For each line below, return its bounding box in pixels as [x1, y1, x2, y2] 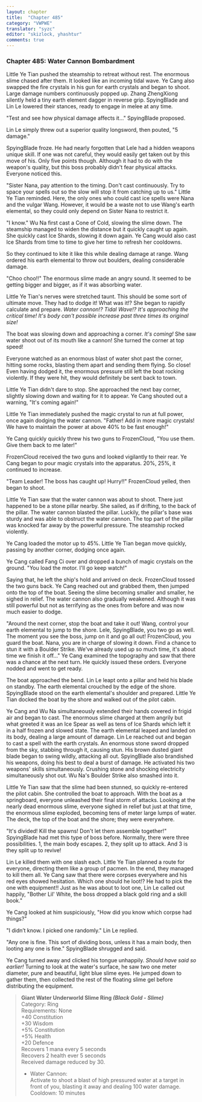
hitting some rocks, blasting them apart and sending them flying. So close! [6, 361, 191, 369]
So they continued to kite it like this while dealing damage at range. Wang [6, 250, 189, 258]
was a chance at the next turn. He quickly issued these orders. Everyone [6, 659, 187, 666]
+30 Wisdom [21, 1020, 54, 1027]
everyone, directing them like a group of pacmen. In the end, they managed [6, 865, 194, 872]
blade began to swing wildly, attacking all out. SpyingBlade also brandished [6, 752, 194, 760]
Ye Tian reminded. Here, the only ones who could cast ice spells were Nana [6, 195, 194, 202]
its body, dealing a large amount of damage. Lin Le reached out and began [6, 733, 192, 741]
